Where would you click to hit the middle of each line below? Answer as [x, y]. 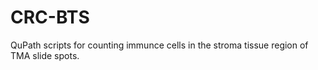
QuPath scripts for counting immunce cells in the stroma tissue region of [159, 45]
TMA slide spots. [45, 55]
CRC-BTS [50, 17]
